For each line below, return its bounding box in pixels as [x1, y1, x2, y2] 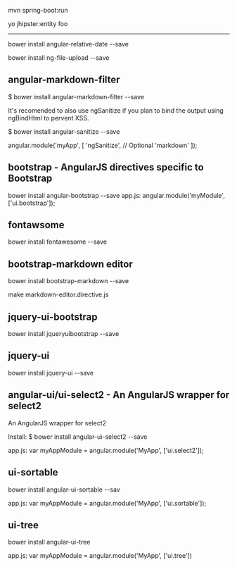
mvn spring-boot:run [8, 6, 68, 14]
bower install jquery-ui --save [8, 368, 94, 377]
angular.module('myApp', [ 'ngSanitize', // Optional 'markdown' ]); [8, 141, 198, 149]
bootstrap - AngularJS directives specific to [8, 161, 204, 173]
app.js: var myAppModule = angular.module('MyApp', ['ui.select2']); [8, 446, 205, 454]
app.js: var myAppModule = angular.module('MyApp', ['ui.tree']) [8, 552, 193, 560]
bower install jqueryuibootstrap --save [8, 330, 120, 338]
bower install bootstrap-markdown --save [8, 277, 129, 285]
